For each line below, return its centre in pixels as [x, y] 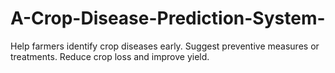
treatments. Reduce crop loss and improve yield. [110, 56]
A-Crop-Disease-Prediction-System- [168, 18]
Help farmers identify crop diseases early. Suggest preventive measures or [165, 46]
